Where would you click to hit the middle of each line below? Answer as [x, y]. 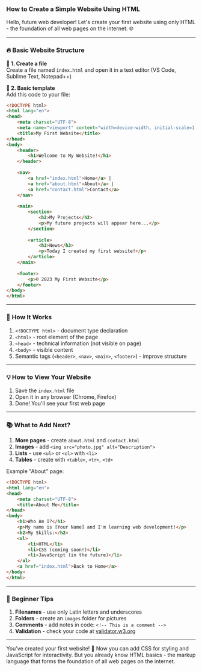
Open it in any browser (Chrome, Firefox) [66, 396]
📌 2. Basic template [31, 88]
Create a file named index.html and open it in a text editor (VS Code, [91, 70]
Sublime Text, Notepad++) [39, 76]
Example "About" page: [35, 471]
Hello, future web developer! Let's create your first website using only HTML [101, 22]
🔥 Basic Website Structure [45, 50]
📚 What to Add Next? [38, 425]
